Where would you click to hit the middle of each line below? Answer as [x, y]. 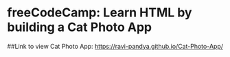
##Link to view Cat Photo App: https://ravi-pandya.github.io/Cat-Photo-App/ [115, 46]
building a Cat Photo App [80, 27]
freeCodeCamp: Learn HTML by [100, 13]
